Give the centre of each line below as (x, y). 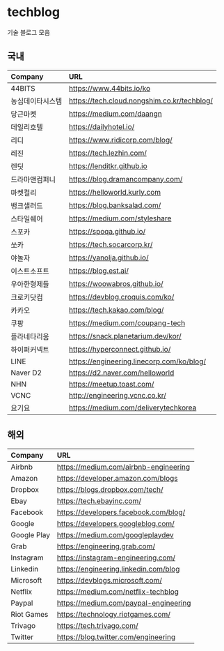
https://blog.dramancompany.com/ (126, 179)
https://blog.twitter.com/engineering (116, 637)
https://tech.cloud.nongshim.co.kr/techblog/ (141, 100)
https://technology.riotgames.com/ (114, 614)
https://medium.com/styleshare (120, 218)
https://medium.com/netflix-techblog (118, 592)
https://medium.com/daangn (115, 114)
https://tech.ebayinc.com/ (99, 501)
